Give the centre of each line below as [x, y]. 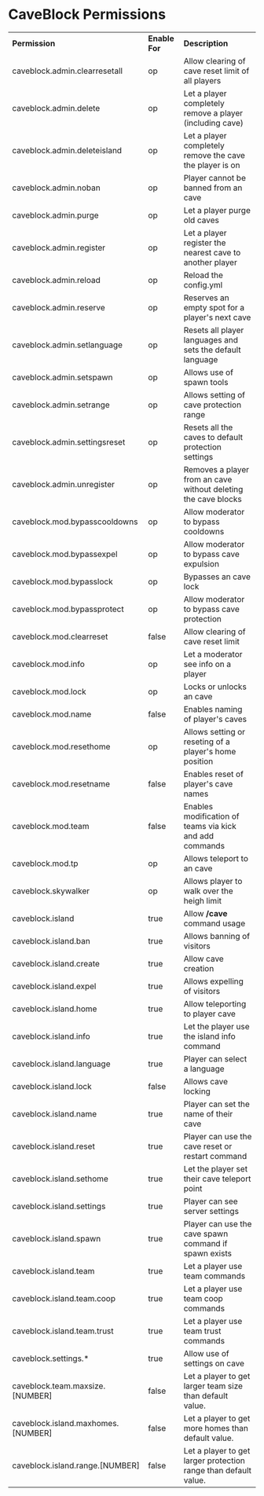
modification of [211, 816]
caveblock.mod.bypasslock [62, 581]
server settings [211, 1211]
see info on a [207, 664]
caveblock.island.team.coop [64, 1298]
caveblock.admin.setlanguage [68, 345]
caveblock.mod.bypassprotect [68, 609]
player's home [210, 751]
